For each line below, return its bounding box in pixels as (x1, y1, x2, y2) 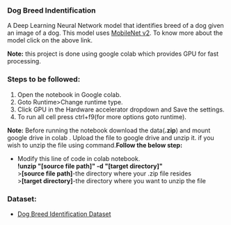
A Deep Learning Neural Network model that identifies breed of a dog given (7, 22, 224, 30)
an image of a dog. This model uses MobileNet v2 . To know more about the (7, 29, 223, 37)
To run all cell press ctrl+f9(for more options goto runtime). (17, 112, 186, 121)
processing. (7, 57, 42, 65)
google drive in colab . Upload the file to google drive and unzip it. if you (7, 133, 214, 141)
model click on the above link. (7, 36, 93, 45)
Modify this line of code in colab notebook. (17, 154, 141, 162)
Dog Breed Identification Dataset (17, 210, 111, 218)
